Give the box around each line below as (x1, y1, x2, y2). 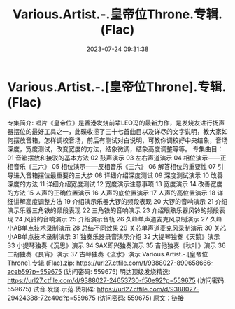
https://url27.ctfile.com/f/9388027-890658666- (76, 259, 214, 267)
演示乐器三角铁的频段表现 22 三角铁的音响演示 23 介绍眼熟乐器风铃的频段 (7, 206, 220, 214)
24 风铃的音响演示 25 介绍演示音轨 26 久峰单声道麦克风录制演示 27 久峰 (15, 214, 222, 223)
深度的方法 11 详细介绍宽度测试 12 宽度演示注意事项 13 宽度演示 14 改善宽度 (7, 179, 223, 188)
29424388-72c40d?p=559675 (7, 294, 96, 302)
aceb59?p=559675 (7, 267, 62, 275)
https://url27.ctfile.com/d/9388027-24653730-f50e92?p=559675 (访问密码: (7, 276, 226, 284)
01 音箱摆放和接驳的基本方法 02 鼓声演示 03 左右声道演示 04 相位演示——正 (7, 153, 227, 162)
